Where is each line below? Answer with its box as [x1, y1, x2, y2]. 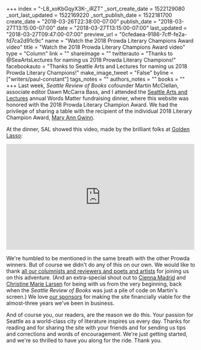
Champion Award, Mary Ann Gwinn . [6, 114, 95, 121]
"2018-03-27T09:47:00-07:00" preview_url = [6, 31, 119, 38]
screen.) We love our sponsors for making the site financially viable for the [6, 293, 191, 300]
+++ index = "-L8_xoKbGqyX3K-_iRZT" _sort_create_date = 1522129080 [6, 5, 185, 12]
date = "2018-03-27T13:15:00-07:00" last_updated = [57, 24, 187, 31]
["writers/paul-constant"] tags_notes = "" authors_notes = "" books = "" [6, 75, 185, 83]
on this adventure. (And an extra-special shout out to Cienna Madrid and [6, 274, 187, 281]
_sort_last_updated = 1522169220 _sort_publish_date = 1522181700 [6, 11, 173, 19]
